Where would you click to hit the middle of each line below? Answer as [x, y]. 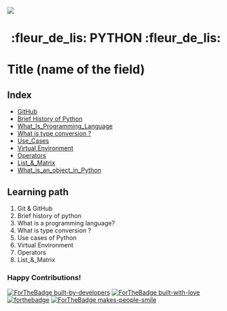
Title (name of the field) [76, 70]
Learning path [38, 192]
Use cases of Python [47, 238]
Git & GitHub [35, 208]
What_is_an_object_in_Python [59, 170]
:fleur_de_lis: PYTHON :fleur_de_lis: [116, 38]
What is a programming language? [66, 223]
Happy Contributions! [44, 277]
